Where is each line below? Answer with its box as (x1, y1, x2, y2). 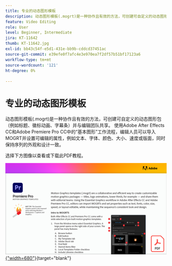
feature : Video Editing (5, 19, 56, 24)
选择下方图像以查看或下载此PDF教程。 (5, 152, 86, 159)
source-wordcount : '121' (5, 62, 58, 68)
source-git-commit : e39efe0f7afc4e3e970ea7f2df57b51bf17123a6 (5, 51, 141, 57)
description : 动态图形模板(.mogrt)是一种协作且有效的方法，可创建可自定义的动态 (5, 13, 160, 19)
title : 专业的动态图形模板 (5, 8, 56, 13)
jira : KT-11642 (5, 36, 38, 41)
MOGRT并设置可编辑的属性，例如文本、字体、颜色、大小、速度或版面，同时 (5, 135, 165, 141)
